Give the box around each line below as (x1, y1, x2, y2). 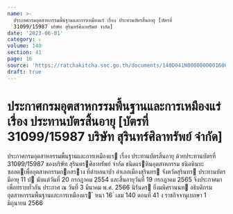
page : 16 (7, 56, 33, 63)
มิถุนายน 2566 (7, 199, 44, 207)
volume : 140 (7, 42, 42, 49)
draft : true (7, 68, 42, 75)
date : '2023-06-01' (7, 29, 64, 37)
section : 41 (7, 49, 42, 56)
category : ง (7, 36, 41, 43)
